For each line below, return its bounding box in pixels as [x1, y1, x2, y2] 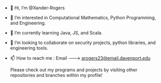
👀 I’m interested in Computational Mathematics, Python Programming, [10, 15, 156, 20]
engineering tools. [10, 45, 48, 51]
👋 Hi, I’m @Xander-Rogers [10, 5, 65, 11]
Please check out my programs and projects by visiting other [10, 67, 138, 73]
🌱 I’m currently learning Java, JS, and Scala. [10, 30, 103, 35]
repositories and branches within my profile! [10, 72, 103, 78]
